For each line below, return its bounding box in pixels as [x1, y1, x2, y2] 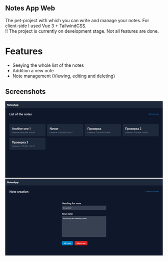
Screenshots [5, 87, 46, 96]
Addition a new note [12, 67, 54, 73]
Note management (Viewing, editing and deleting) [12, 73, 115, 79]
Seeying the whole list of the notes [12, 62, 84, 68]
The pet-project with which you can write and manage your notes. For [5, 17, 149, 23]
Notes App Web [5, 4, 55, 13]
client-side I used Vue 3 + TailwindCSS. [5, 23, 86, 29]
